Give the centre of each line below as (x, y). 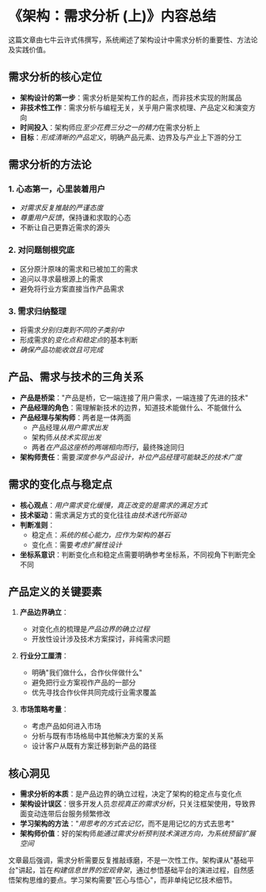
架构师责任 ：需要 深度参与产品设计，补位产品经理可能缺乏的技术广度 (131, 457)
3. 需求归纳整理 (38, 311)
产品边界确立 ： (44, 612)
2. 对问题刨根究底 (42, 250)
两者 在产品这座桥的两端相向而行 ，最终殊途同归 (108, 447)
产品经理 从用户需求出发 (70, 427)
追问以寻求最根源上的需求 (61, 279)
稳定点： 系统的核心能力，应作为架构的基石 (101, 535)
